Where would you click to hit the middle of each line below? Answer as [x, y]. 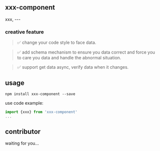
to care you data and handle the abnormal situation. [69, 58]
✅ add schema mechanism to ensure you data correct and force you [86, 52]
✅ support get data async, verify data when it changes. [73, 67]
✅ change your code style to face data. [57, 42]
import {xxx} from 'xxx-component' [41, 112]
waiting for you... [22, 143]
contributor [23, 132]
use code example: [24, 103]
